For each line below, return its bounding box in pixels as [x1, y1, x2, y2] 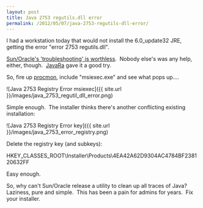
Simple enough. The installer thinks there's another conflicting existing [6, 104, 186, 111]
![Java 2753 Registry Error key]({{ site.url [6, 122, 110, 129]
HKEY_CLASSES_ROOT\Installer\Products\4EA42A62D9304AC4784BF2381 [6, 152, 197, 159]
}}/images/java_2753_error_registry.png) [6, 129, 109, 136]
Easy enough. [6, 170, 41, 178]
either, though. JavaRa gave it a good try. [6, 62, 112, 69]
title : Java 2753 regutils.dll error [6, 15, 103, 21]
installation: [6, 110, 35, 118]
